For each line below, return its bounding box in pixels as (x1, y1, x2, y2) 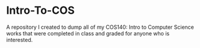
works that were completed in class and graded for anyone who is (6, 29, 170, 37)
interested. (6, 36, 33, 43)
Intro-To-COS (6, 4, 75, 17)
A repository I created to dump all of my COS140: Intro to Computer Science (6, 23, 194, 31)
